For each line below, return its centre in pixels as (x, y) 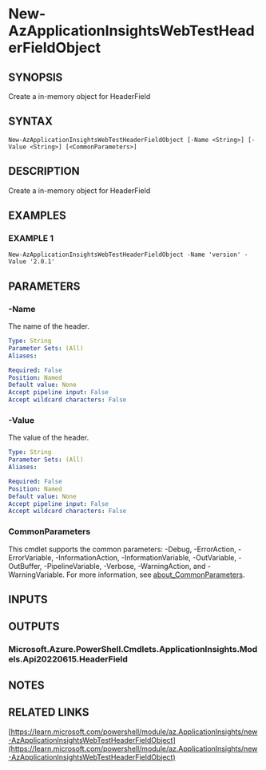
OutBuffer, (25, 566)
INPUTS (28, 599)
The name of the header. (49, 326)
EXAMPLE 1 (31, 238)
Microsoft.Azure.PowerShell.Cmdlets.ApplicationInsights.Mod (133, 650)
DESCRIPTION (44, 171)
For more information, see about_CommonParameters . (156, 575)
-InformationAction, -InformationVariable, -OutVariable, (146, 557)
